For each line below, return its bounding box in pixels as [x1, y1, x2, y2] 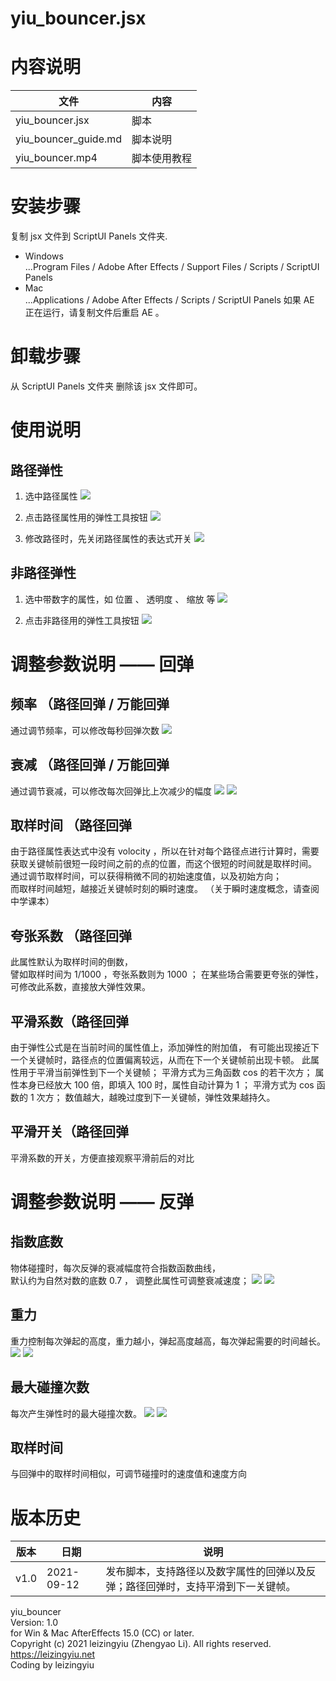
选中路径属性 [24, 490, 78, 502]
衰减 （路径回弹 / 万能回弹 [10, 757, 170, 774]
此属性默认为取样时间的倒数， [10, 956, 133, 968]
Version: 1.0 [10, 1617, 59, 1629]
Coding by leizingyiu [10, 1659, 95, 1671]
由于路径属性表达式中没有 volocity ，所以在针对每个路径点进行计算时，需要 [10, 845, 320, 857]
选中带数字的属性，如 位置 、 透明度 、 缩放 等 [24, 593, 216, 605]
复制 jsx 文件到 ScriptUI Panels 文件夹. [10, 230, 168, 242]
